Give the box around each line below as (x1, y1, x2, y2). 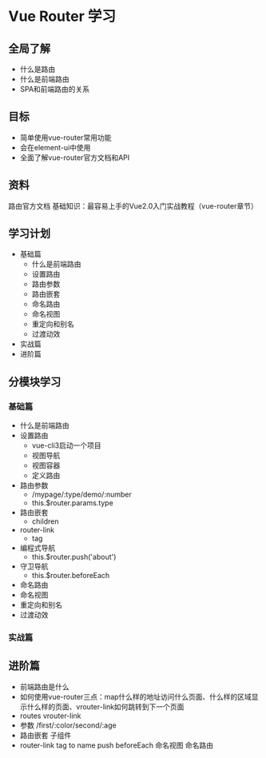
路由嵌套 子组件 (19, 730, 72, 740)
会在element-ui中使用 (19, 142, 91, 152)
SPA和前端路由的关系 (19, 85, 90, 94)
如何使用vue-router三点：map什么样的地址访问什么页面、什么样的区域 (19, 692, 252, 701)
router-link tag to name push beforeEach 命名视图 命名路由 (19, 740, 214, 750)
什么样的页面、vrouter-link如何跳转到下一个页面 (26, 701, 185, 712)
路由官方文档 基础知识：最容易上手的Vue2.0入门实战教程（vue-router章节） (8, 201, 258, 210)
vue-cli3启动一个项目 (31, 441, 101, 450)
